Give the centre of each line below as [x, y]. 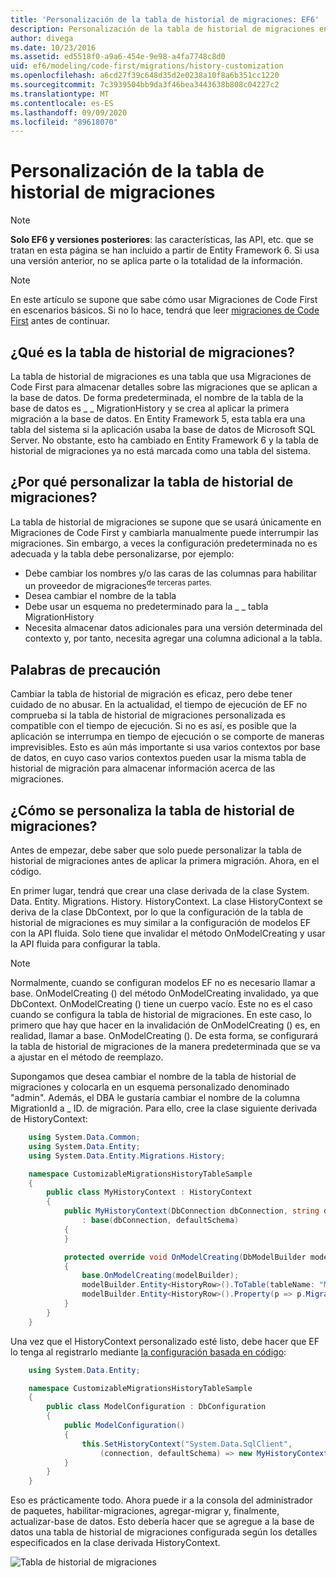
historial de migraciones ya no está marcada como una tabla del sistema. [160, 450]
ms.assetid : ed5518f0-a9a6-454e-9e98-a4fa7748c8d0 [118, 57]
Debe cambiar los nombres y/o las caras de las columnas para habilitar [170, 573]
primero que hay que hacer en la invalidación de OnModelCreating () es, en [165, 1025]
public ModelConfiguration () [124, 1426]
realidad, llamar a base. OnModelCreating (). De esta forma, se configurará [164, 1036]
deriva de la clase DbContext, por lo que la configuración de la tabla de [157, 912]
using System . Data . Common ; [84, 1137]
